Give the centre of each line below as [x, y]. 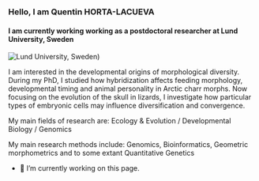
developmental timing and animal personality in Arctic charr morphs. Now [128, 89]
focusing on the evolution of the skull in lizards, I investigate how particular [130, 97]
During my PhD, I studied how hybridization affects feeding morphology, [126, 81]
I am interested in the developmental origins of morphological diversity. [124, 72]
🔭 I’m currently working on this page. [79, 168]
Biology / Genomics [40, 130]
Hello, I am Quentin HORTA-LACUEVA [82, 12]
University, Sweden [41, 39]
